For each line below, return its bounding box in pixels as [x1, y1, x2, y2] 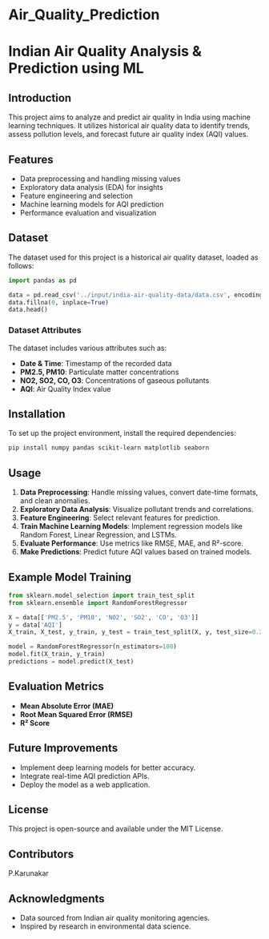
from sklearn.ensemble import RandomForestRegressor [8, 598, 188, 607]
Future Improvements [8, 741, 118, 755]
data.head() [8, 306, 48, 314]
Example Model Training [8, 570, 132, 584]
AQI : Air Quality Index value [19, 384, 111, 393]
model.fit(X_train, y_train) [8, 651, 106, 659]
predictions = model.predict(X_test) [8, 658, 134, 666]
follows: [8, 260, 34, 270]
